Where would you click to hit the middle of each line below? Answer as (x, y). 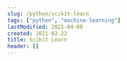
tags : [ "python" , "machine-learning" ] (64, 20)
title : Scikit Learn (38, 40)
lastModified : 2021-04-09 (45, 27)
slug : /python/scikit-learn (48, 14)
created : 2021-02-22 (38, 33)
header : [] (23, 46)
